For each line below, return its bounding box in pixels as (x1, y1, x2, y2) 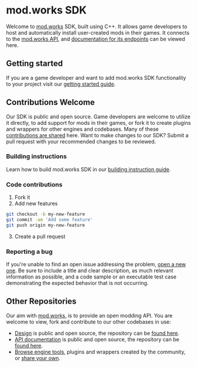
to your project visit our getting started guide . (6, 80, 116, 87)
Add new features (14, 200, 58, 207)
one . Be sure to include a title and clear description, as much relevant (6, 267, 174, 274)
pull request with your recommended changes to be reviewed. (6, 138, 157, 145)
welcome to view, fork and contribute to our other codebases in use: (6, 318, 171, 325)
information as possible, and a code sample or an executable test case (6, 273, 177, 280)
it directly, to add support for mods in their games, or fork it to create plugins (6, 119, 191, 126)
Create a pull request (14, 233, 66, 240)
